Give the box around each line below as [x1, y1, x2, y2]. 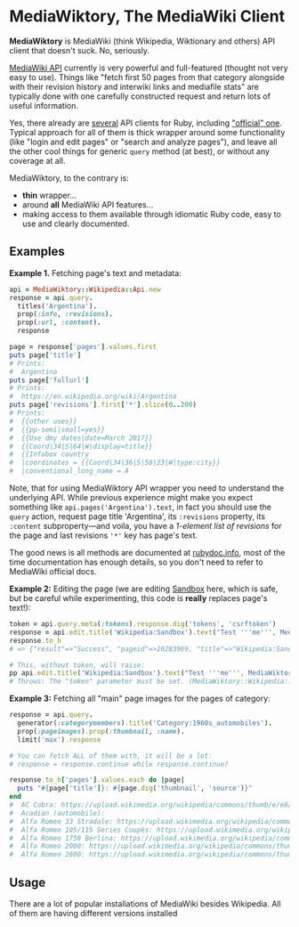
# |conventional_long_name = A [9, 467, 129, 476]
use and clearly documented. [21, 218, 130, 229]
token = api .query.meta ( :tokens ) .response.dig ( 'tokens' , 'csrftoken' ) [9, 620, 277, 629]
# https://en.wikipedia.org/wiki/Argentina [9, 392, 177, 402]
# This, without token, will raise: [9, 661, 145, 670]
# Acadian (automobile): [9, 809, 105, 817]
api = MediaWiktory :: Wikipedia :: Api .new [9, 285, 162, 294]
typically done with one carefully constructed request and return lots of [9, 91, 271, 102]
